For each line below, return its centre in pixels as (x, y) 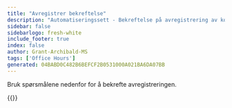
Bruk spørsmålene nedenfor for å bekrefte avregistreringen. (92, 84)
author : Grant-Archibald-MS (48, 52)
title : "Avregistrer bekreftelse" (57, 13)
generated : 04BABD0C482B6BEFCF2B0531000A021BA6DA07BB (86, 65)
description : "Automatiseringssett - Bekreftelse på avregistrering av (112, 20)
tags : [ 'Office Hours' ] (41, 58)
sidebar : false (29, 26)
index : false (26, 45)
